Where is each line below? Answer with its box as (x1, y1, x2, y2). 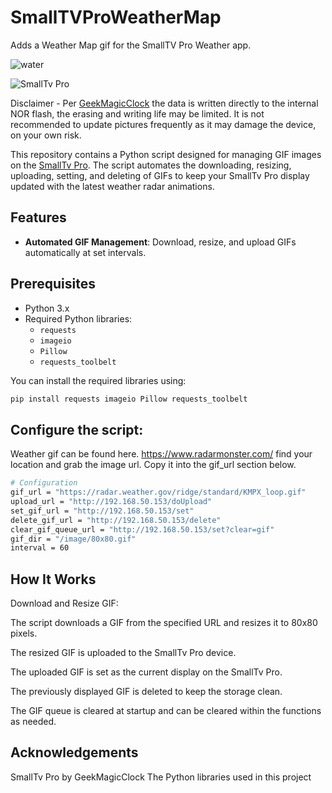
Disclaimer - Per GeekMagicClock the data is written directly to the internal (10, 97, 319, 109)
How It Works (10, 571, 97, 588)
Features (10, 209, 67, 226)
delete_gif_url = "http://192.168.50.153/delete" (10, 515, 222, 525)
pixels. (10, 627, 38, 640)
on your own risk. (10, 129, 82, 141)
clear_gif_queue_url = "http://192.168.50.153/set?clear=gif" (10, 524, 275, 535)
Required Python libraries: (24, 312, 133, 325)
